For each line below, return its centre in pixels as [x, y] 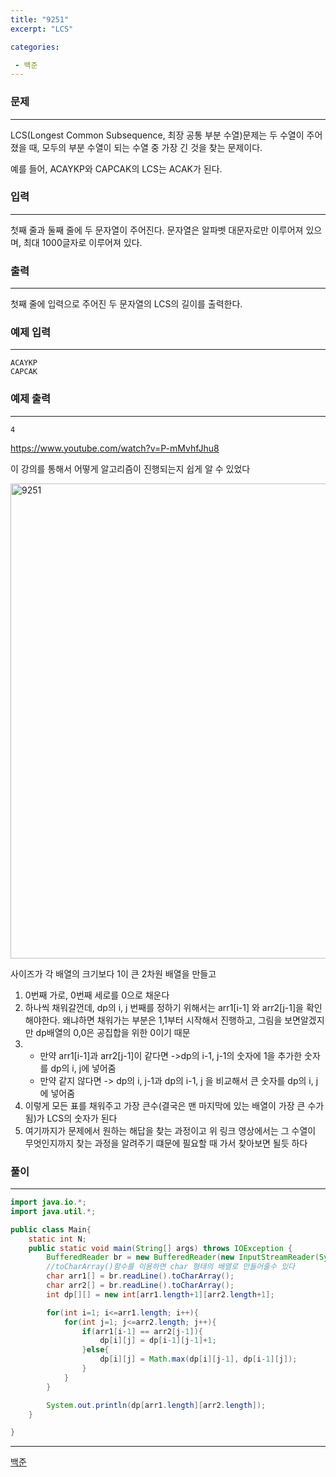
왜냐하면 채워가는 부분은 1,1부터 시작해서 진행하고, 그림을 [172, 1020]
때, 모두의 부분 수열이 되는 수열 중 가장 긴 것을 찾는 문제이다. [145, 147]
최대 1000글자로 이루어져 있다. [83, 242]
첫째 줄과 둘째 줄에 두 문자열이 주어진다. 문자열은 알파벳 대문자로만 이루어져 [157, 230]
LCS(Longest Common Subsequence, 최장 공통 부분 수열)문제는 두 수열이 [157, 135]
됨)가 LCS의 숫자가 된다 [71, 1118]
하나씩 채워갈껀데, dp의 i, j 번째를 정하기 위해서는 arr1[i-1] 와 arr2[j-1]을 [164, 1007]
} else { [95, 1350]
